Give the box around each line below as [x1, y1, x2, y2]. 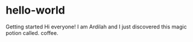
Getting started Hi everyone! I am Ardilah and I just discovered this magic [5, 23, 188, 30]
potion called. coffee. [5, 29, 59, 36]
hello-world [5, 4, 66, 17]
